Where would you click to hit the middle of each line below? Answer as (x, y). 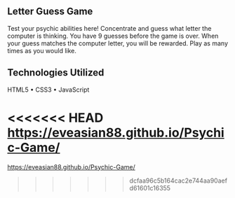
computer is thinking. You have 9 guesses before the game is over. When (113, 36)
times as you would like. (42, 50)
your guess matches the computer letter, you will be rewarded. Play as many (118, 43)
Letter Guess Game (50, 12)
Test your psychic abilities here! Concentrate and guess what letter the (109, 28)
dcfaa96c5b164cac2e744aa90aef (179, 181)
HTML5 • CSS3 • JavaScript (48, 90)
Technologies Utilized (56, 73)
